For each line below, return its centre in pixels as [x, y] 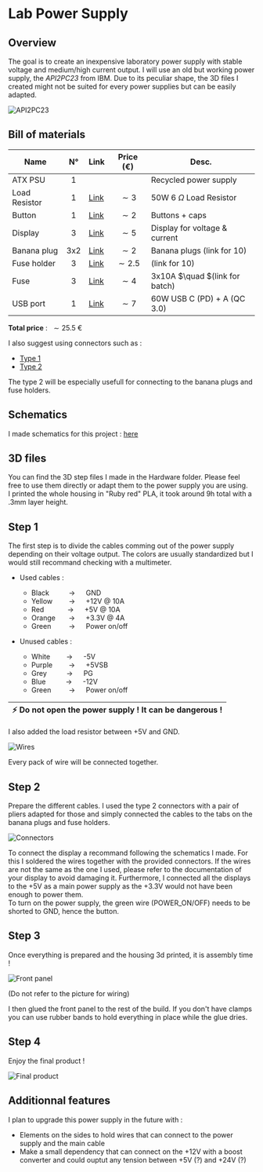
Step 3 [24, 936]
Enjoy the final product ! [47, 1061]
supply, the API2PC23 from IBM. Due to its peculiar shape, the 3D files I [123, 78]
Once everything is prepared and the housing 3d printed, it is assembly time [131, 955]
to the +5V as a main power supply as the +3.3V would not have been [121, 886]
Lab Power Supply [68, 14]
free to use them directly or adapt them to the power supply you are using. [128, 486]
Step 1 [23, 527]
